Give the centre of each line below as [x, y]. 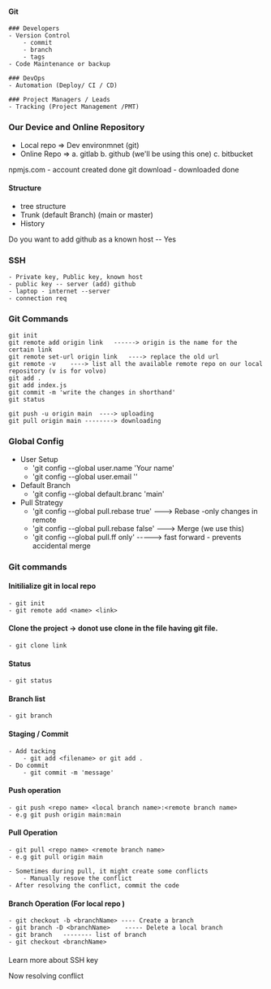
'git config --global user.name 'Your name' [103, 468]
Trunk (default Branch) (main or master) [87, 215]
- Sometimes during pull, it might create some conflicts [108, 871]
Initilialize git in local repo [52, 586]
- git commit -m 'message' [69, 773]
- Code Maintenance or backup [60, 64]
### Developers [34, 28]
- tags [34, 57]
